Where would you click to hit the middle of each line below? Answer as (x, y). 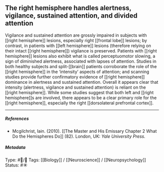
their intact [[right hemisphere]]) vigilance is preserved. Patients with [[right (81, 50)
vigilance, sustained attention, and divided (71, 16)
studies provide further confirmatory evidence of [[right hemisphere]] (75, 77)
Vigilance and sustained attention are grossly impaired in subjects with (76, 35)
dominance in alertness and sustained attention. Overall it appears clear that (82, 82)
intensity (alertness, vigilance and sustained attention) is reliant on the (76, 87)
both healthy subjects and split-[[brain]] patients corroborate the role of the (81, 66)
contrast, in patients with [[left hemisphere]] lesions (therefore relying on (78, 46)
